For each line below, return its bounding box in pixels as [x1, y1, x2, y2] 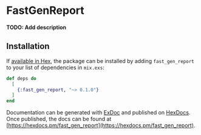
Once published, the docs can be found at [6, 116, 112, 123]
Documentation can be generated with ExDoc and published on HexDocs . [6, 109, 191, 116]
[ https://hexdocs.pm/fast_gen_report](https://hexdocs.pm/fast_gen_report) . [6, 122, 196, 129]
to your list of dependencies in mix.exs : [6, 64, 104, 71]
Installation [6, 41, 50, 51]
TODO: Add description [6, 24, 67, 31]
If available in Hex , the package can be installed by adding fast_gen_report [6, 57, 194, 64]
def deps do [6, 75, 36, 82]
